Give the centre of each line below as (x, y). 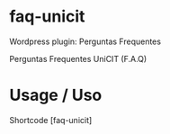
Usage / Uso (56, 95)
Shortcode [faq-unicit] (51, 120)
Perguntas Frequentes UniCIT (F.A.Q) (78, 58)
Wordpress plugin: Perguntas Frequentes (85, 41)
